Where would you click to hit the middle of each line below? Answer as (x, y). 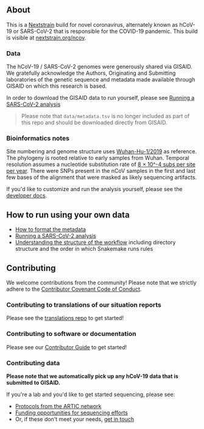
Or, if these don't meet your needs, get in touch (75, 419)
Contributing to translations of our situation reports (84, 305)
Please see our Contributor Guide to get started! (67, 347)
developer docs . (27, 196)
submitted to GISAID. (33, 382)
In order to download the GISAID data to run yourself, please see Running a (100, 98)
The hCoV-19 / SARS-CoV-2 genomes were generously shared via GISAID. (100, 67)
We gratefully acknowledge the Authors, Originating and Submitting (91, 73)
